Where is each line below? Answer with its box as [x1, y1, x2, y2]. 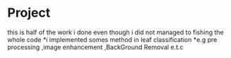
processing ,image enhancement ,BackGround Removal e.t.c [7, 43, 184, 51]
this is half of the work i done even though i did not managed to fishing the [7, 28, 224, 36]
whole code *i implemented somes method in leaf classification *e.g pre [7, 35, 218, 43]
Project [7, 5, 51, 21]
